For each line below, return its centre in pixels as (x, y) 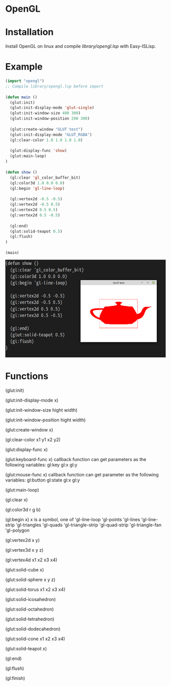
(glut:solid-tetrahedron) (30, 619)
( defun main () (21, 97)
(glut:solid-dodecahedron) (33, 628)
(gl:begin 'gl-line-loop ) (37, 188)
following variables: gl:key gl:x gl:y (41, 465)
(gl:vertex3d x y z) (24, 550)
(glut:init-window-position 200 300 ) (50, 119)
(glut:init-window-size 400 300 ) (45, 113)
